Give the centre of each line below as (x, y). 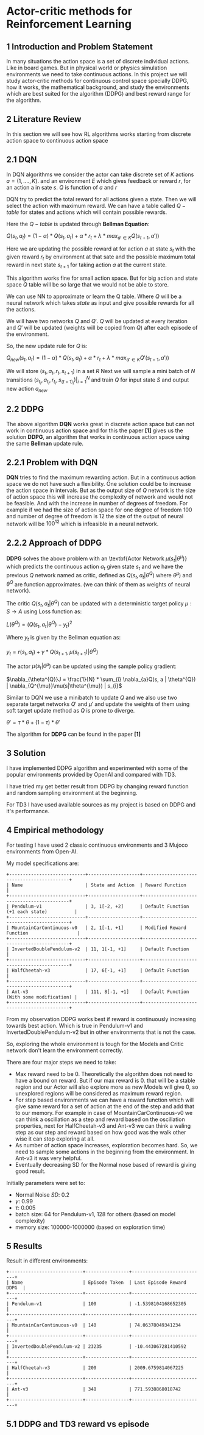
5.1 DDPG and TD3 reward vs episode (78, 1424)
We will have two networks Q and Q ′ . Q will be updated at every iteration (97, 321)
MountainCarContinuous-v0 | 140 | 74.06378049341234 (97, 1325)
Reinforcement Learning (69, 24)
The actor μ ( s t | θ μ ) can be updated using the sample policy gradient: (91, 666)
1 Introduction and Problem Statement (80, 47)
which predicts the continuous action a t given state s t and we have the (95, 567)
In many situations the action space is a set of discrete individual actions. (98, 61)
